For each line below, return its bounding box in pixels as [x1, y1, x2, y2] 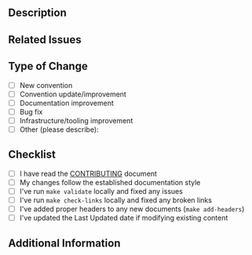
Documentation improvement [19, 98, 114, 107]
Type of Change [8, 60, 88, 73]
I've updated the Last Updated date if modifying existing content [19, 213, 228, 223]
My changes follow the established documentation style [19, 177, 201, 187]
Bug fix [19, 107, 43, 116]
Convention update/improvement [19, 89, 127, 99]
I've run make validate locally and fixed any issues [19, 186, 183, 195]
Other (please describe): [19, 125, 100, 134]
